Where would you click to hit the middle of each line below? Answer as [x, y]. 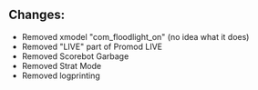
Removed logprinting [61, 75]
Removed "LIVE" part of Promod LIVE [92, 46]
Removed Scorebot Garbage [75, 56]
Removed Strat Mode [62, 65]
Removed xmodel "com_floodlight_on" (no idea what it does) [135, 36]
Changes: [37, 15]
